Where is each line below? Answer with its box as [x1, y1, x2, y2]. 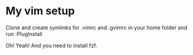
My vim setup [5, 4, 76, 18]
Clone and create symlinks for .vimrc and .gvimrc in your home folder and [5, 24, 188, 31]
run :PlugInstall [5, 30, 43, 37]
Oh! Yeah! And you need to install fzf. [5, 42, 97, 49]
